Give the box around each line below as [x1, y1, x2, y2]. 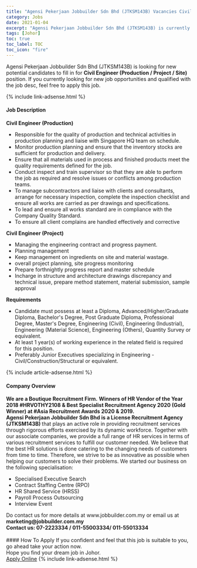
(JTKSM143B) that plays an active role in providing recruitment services [6, 421, 181, 428]
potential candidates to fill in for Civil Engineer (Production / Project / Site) [6, 69, 188, 76]
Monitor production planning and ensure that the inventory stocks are [14, 143, 183, 150]
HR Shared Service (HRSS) [14, 488, 80, 495]
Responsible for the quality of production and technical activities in [14, 130, 176, 138]
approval [14, 284, 36, 291]
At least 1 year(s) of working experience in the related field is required [14, 338, 184, 345]
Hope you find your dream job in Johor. [6, 549, 101, 556]
